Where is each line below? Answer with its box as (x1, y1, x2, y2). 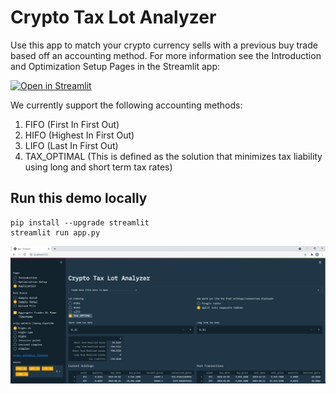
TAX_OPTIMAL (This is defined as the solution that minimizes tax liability (24, 150, 323, 162)
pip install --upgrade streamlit (10, 217, 150, 228)
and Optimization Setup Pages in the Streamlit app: (10, 60, 221, 72)
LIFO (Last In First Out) (24, 139, 119, 151)
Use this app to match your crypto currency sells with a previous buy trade (10, 39, 318, 51)
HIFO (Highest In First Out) (24, 129, 135, 141)
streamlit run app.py (10, 227, 101, 238)
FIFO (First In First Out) (24, 118, 120, 130)
